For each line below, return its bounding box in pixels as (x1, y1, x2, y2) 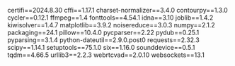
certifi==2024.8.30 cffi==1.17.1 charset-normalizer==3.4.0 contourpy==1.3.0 (7, 6, 228, 14)
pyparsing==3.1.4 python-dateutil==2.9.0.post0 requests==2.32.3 (7, 36, 200, 44)
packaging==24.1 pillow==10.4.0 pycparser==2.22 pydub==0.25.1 (7, 28, 200, 37)
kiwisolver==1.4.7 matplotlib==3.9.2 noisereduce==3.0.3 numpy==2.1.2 (7, 21, 215, 29)
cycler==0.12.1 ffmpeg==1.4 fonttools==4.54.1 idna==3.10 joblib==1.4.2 (7, 13, 214, 22)
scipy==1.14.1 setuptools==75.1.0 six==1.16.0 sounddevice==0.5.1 (7, 44, 195, 51)
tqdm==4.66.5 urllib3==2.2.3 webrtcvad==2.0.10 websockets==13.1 (7, 51, 205, 59)
